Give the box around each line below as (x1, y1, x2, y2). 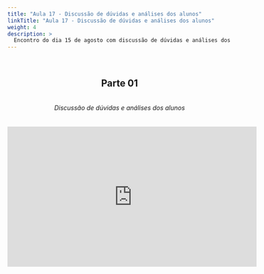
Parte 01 (100, 77, 139, 89)
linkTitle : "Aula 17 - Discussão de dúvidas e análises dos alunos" (7, 17, 215, 24)
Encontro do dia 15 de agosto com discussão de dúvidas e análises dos (14, 37, 231, 44)
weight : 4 (7, 23, 37, 31)
